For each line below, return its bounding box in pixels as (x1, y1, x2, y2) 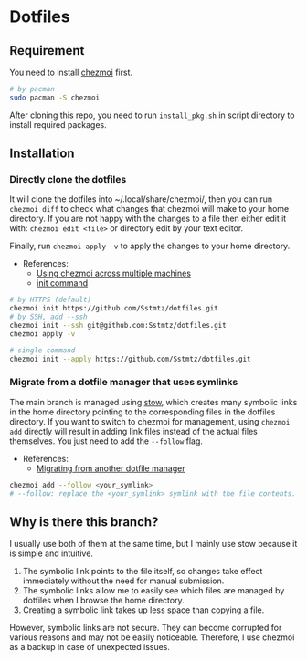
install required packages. (9, 119, 107, 130)
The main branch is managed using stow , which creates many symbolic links (9, 396, 298, 407)
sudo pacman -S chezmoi (9, 93, 101, 102)
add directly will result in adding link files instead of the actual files (9, 425, 258, 436)
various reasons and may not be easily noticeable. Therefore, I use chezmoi (9, 632, 295, 643)
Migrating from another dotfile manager (36, 463, 185, 474)
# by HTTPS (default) (9, 295, 92, 305)
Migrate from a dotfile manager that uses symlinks (9, 376, 238, 389)
